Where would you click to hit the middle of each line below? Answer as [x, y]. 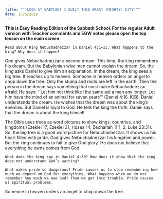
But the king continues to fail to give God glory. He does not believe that [77, 142]
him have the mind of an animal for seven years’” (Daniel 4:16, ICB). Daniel [79, 97]
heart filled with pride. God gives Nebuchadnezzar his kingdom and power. [80, 138]
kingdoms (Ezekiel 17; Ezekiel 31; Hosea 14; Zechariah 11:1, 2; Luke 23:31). [79, 127]
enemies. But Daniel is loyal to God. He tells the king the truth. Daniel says [79, 107]
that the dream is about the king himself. [45, 112]
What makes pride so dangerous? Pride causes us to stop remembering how [81, 169]
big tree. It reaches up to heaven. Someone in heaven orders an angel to [77, 76]
